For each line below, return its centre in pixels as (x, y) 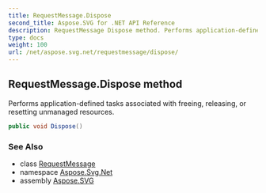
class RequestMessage (57, 164)
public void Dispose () (46, 126)
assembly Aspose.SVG (57, 180)
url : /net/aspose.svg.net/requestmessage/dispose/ (93, 52)
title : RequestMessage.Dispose (60, 15)
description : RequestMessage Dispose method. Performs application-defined (136, 30)
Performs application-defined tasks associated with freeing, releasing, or (127, 103)
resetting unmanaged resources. (61, 112)
